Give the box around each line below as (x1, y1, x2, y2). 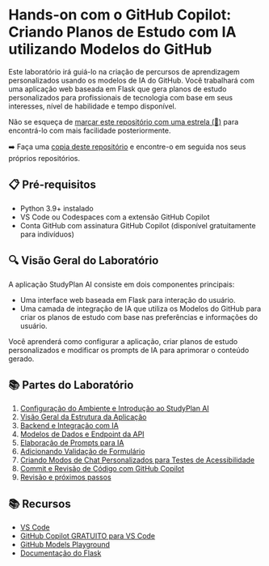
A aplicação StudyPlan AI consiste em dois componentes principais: (8, 279, 235, 289)
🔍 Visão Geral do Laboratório (8, 253, 159, 268)
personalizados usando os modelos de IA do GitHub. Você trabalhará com (8, 75, 255, 85)
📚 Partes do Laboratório (8, 378, 134, 392)
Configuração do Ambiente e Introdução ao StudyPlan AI (19, 403, 210, 414)
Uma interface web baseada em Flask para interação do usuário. (19, 295, 236, 304)
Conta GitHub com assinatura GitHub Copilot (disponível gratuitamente (19, 220, 256, 230)
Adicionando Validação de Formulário (19, 447, 145, 457)
